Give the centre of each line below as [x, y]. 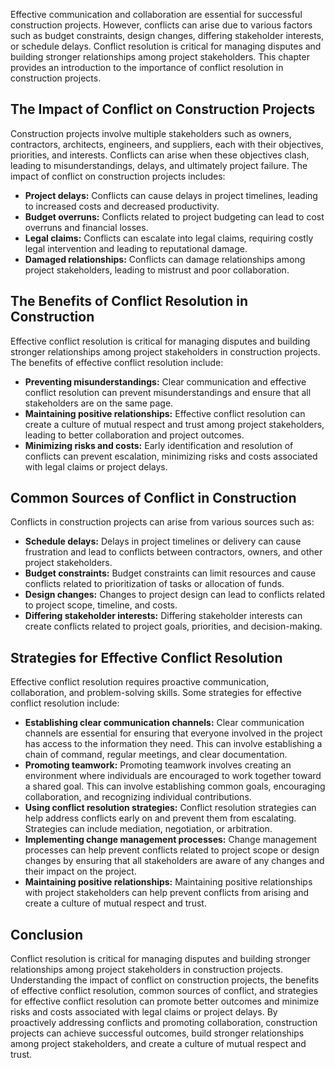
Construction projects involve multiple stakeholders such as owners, [151, 133]
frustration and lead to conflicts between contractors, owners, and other [173, 552]
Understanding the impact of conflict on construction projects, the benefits [165, 980]
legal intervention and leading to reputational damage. [136, 248]
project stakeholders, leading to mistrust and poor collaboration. [157, 270]
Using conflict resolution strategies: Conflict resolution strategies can [170, 808]
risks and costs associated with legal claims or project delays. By [144, 1012]
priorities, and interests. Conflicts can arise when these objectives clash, [160, 155]
